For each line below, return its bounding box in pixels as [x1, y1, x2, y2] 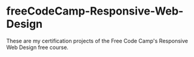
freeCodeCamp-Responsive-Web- [6, 4, 184, 18]
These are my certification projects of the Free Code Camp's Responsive [6, 37, 189, 44]
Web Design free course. [6, 44, 69, 51]
